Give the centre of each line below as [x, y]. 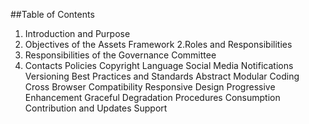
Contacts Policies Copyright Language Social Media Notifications [159, 65]
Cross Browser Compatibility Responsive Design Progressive [150, 87]
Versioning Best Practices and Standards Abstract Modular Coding [162, 76]
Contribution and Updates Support [96, 108]
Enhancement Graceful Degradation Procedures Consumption [152, 97]
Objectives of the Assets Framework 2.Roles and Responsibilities [158, 44]
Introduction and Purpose [77, 33]
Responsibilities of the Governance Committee [120, 55]
